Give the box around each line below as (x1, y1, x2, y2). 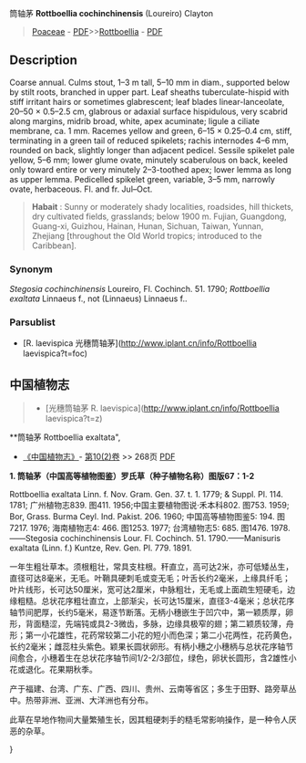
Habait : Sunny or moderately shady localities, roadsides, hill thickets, (31, 201, 294, 212)
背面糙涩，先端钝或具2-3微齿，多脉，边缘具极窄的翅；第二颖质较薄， (25, 619, 287, 630)
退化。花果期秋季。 (25, 664, 97, 675)
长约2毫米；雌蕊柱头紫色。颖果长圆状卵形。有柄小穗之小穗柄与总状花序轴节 (9, 642, 294, 653)
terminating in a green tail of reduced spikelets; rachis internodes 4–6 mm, (9, 135, 289, 146)
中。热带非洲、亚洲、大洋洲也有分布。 (9, 695, 153, 706)
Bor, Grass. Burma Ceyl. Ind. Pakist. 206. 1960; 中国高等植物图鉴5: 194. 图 (9, 511, 285, 522)
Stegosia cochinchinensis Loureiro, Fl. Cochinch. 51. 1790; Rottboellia (9, 284, 270, 295)
